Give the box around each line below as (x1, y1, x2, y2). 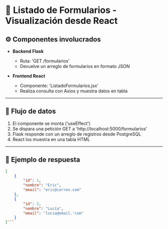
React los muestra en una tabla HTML (12, 136, 90, 142)
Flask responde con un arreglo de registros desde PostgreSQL (12, 131, 141, 137)
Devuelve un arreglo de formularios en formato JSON (19, 63, 130, 69)
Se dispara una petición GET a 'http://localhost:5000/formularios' (12, 125, 147, 131)
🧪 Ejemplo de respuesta (5, 155, 80, 164)
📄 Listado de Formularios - (5, 4, 117, 16)
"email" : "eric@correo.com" (23, 187, 81, 192)
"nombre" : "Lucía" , (23, 206, 64, 211)
